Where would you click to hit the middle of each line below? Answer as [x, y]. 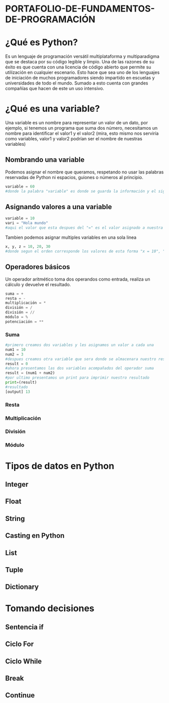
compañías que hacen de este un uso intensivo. [55, 89]
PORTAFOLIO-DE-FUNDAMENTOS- [80, 9]
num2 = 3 [14, 354]
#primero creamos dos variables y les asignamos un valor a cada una [80, 345]
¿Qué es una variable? [53, 109]
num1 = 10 [16, 349]
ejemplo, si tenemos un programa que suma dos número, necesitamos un [81, 128]
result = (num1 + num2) [30, 373]
